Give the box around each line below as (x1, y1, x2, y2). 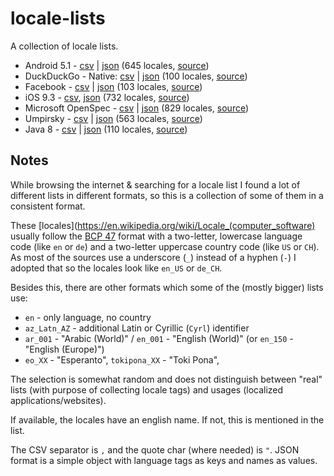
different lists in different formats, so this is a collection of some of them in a (10, 189, 324, 201)
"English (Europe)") (24, 343, 105, 355)
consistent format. (10, 200, 86, 212)
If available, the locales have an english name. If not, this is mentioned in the (10, 413, 325, 426)
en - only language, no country (24, 311, 152, 323)
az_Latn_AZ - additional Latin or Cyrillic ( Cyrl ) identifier (24, 322, 250, 334)
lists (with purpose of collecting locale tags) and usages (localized (10, 383, 284, 396)
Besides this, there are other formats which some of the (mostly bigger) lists (10, 281, 324, 293)
